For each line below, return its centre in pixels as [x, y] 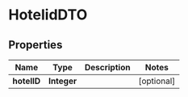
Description [107, 67]
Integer [63, 81]
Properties [36, 45]
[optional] [157, 81]
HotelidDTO [48, 15]
